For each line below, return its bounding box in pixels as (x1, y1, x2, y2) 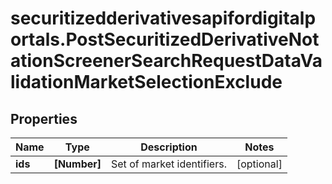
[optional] (236, 157, 283, 171)
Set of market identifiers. (111, 157, 227, 171)
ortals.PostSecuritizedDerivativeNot (10, 28, 320, 51)
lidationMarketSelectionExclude (10, 71, 283, 94)
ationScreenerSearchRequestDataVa (10, 50, 323, 72)
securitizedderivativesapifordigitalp (10, 7, 317, 30)
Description (140, 140, 198, 154)
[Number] (53, 157, 102, 171)
